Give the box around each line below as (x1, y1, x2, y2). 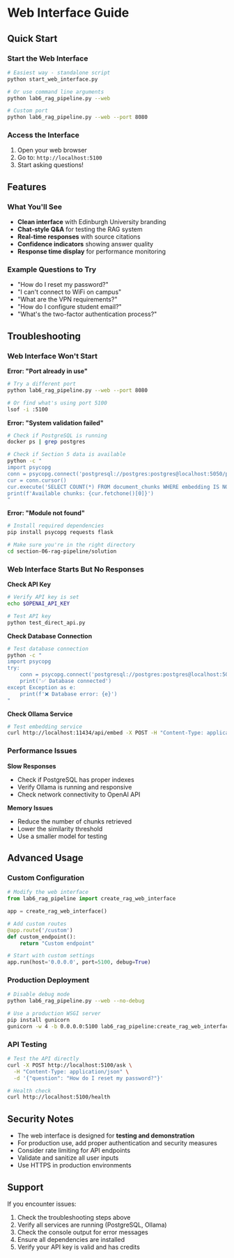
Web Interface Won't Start (7, 351, 98, 361)
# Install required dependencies (7, 522, 104, 530)
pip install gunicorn (7, 1016, 70, 1024)
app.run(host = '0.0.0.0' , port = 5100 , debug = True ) (7, 959, 151, 966)
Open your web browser (17, 146, 87, 155)
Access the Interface (7, 130, 80, 140)
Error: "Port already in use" (7, 367, 88, 375)
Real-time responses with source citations (17, 233, 141, 241)
